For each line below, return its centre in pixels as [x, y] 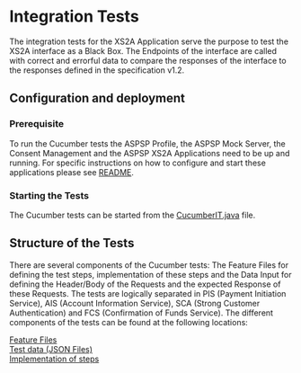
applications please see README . [72, 172]
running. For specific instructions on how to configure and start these [138, 163]
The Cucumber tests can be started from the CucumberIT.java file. [133, 215]
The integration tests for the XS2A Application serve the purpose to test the [149, 41]
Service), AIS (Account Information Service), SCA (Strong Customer [135, 303]
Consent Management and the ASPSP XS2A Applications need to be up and [150, 153]
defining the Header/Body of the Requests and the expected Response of [145, 284]
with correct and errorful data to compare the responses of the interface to [148, 60]
